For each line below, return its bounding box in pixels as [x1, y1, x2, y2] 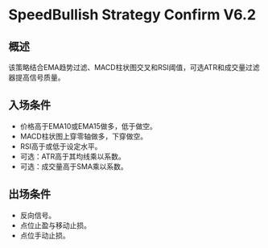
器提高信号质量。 [8, 72, 65, 82]
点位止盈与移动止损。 [19, 220, 91, 230]
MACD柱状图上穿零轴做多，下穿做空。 [19, 131, 147, 141]
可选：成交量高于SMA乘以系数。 [19, 161, 129, 171]
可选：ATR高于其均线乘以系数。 [19, 151, 126, 161]
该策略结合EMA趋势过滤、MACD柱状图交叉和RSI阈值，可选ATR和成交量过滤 [8, 63, 260, 72]
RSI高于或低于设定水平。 [19, 141, 102, 151]
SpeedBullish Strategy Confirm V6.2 [8, 6, 256, 24]
